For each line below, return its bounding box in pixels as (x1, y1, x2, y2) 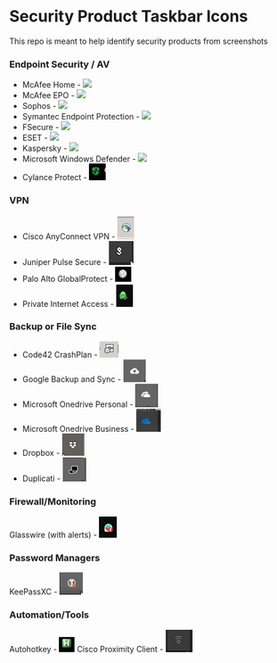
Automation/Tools (9, 609, 89, 621)
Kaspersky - (21, 143, 68, 153)
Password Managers (9, 551, 101, 564)
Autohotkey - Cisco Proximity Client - (9, 643, 164, 654)
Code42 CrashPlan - (21, 349, 98, 360)
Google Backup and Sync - (21, 373, 122, 385)
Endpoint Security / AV (9, 58, 110, 70)
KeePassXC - (9, 586, 58, 597)
